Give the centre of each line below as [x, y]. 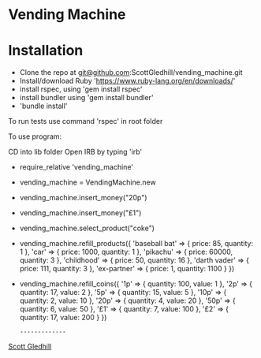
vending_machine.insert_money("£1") [80, 213]
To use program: [35, 136]
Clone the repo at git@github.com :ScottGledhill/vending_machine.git [131, 73]
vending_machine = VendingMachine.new [88, 182]
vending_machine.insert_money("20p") [83, 198]
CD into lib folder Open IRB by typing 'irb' [75, 152]
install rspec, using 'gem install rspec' [81, 89]
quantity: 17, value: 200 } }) [63, 318]
